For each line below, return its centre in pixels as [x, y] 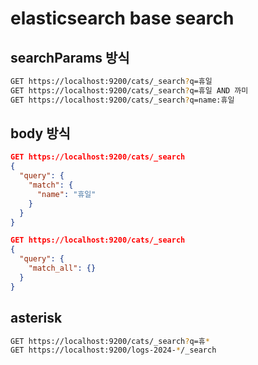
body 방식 [40, 133]
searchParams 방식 [70, 57]
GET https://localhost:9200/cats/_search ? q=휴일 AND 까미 [129, 90]
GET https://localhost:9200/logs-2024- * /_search [113, 350]
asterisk [36, 318]
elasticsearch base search [122, 18]
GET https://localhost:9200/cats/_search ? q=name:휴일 [122, 100]
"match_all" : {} [62, 268]
